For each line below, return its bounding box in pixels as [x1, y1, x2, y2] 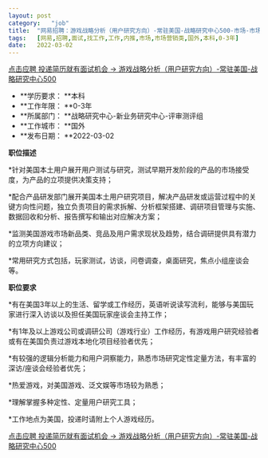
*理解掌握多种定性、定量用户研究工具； [8, 397, 138, 407]
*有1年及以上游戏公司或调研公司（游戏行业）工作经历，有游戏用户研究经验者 [8, 326, 259, 336]
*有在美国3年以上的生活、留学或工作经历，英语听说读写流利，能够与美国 [8, 300, 247, 310]
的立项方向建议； [8, 239, 65, 248]
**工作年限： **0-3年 [19, 101, 93, 111]
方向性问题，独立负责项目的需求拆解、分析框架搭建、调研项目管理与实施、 [14, 202, 260, 211]
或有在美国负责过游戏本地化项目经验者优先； [8, 337, 156, 346]
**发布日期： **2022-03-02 [19, 131, 114, 140]
